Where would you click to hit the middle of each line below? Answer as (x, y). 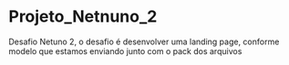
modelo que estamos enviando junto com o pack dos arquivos (125, 51)
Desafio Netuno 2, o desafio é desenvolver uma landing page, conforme (144, 42)
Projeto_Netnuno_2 (83, 17)
